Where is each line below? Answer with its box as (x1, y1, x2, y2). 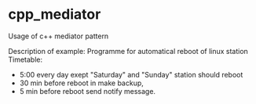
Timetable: (8, 55, 43, 64)
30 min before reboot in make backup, (19, 78, 144, 88)
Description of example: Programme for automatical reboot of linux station (8, 46, 249, 56)
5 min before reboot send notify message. (19, 86, 155, 95)
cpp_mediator (8, 5, 101, 23)
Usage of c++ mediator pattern (8, 31, 109, 41)
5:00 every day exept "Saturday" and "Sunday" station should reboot (19, 70, 243, 79)
